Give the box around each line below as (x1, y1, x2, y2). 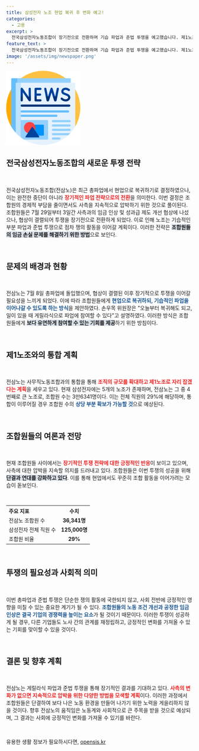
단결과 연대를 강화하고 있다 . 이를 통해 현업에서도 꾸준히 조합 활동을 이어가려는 (6, 475, 184, 481)
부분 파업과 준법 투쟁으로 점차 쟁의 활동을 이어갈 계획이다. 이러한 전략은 (6, 223, 171, 231)
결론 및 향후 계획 (6, 656, 62, 666)
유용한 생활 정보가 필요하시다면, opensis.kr (6, 739, 106, 746)
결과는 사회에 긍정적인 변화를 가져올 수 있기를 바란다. (20, 714, 142, 721)
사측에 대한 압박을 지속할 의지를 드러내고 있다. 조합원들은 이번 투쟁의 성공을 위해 (6, 467, 191, 474)
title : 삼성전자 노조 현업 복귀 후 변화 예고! (6, 9, 105, 15)
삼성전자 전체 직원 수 (8, 526, 56, 533)
